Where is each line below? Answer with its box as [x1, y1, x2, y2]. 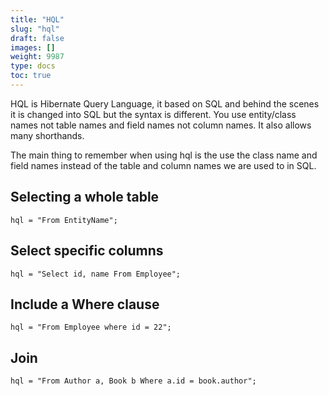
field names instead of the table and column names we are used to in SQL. [10, 159, 317, 171]
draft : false [10, 33, 65, 43]
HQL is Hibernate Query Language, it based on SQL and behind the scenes [10, 97, 320, 110]
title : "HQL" [10, 14, 65, 25]
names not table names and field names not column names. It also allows [10, 119, 312, 131]
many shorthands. [10, 129, 85, 141]
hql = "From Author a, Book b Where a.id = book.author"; [10, 376, 257, 386]
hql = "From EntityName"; [10, 215, 118, 225]
